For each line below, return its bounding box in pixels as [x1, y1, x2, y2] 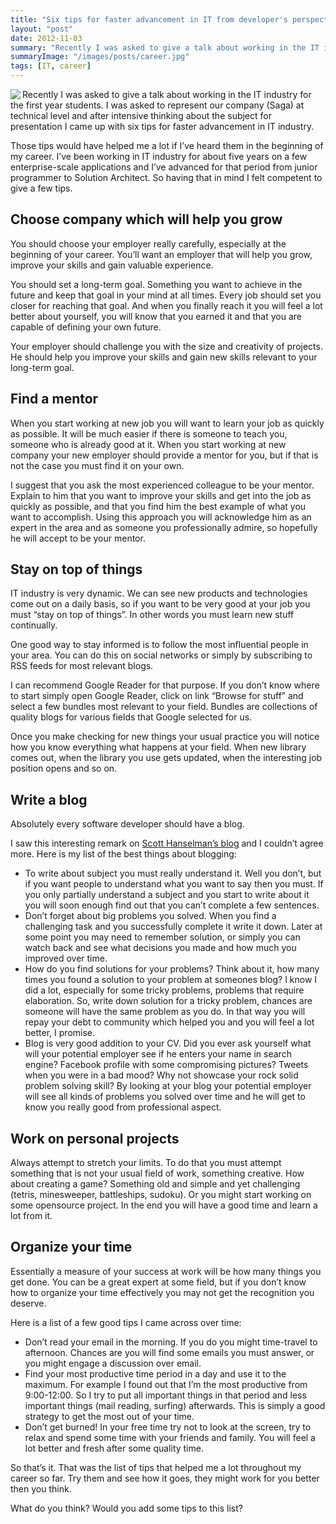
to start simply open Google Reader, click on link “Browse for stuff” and [10, 690, 304, 702]
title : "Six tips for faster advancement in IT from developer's [10, 14, 288, 25]
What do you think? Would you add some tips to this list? [10, 1502, 243, 1514]
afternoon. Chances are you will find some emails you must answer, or [24, 1346, 315, 1358]
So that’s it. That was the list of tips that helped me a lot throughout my [10, 1461, 302, 1473]
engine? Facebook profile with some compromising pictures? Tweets [24, 1059, 309, 1071]
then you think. [10, 1482, 72, 1495]
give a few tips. [10, 182, 73, 194]
